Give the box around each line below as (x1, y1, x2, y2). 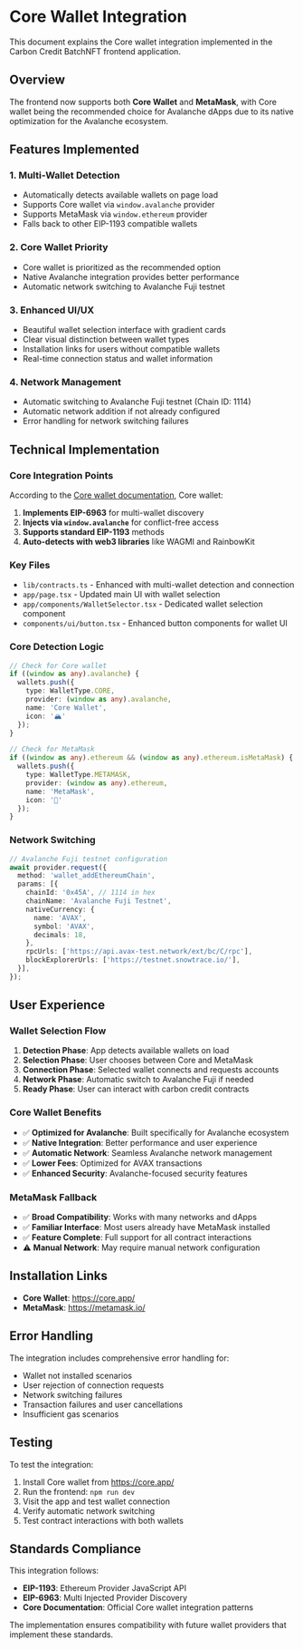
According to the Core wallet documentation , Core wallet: (9, 490, 223, 500)
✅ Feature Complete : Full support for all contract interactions (22, 1232, 252, 1243)
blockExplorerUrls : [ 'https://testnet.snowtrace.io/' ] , (25, 955, 241, 965)
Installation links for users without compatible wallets (22, 344, 221, 354)
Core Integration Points (9, 469, 114, 481)
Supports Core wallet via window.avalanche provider (22, 199, 215, 210)
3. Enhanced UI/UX (9, 304, 95, 316)
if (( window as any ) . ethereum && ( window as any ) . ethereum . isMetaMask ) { (9, 753, 294, 762)
